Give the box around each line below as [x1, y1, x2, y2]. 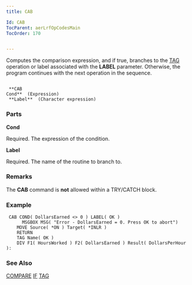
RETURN [17, 230, 33, 236]
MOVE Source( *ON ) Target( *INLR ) [17, 225, 108, 231]
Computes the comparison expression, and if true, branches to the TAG [6, 57, 180, 64]
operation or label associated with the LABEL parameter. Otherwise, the [6, 63, 181, 70]
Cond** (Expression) [6, 91, 60, 98]
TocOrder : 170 [6, 30, 41, 36]
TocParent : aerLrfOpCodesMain [6, 25, 81, 31]
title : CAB [6, 8, 33, 15]
